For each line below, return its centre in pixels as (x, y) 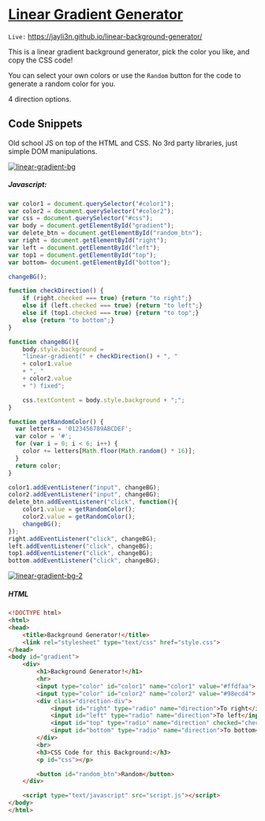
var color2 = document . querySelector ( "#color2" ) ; (91, 211)
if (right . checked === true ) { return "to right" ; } (107, 298)
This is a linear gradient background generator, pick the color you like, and (129, 51)
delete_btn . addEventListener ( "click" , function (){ (93, 502)
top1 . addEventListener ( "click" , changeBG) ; (81, 553)
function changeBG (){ (44, 342)
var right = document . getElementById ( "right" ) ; (88, 241)
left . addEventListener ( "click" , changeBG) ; (81, 546)
